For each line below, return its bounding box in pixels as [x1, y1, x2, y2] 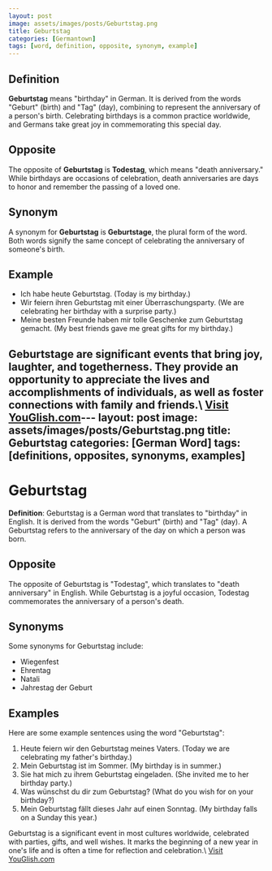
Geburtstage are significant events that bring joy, [8, 347, 263, 361]
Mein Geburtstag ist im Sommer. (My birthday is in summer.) [19, 761, 222, 771]
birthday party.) [19, 778, 73, 788]
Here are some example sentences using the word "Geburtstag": [8, 728, 225, 738]
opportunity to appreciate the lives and [8, 373, 209, 386]
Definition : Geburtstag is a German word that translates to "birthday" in [8, 508, 248, 518]
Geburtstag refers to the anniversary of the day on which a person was [8, 525, 246, 535]
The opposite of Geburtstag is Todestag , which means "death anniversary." [8, 164, 264, 175]
